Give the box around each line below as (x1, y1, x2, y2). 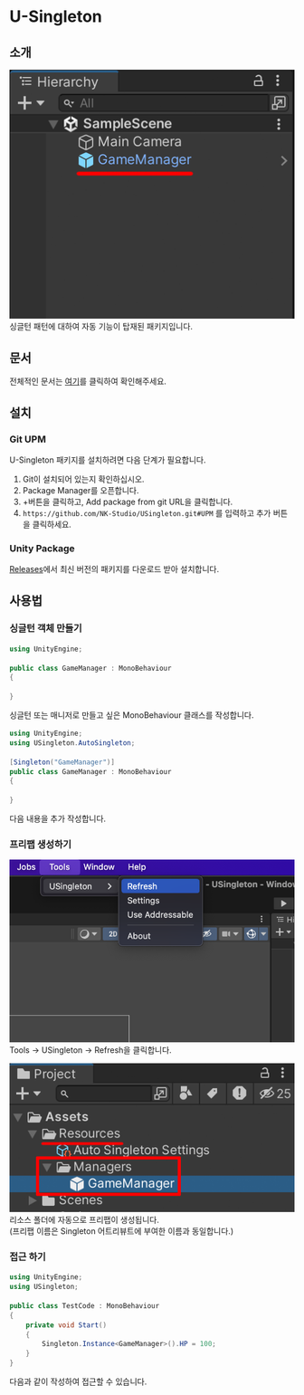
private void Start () (25, 1320, 107, 1330)
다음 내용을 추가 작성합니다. (9, 813, 107, 825)
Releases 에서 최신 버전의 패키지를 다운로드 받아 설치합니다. (9, 564, 220, 575)
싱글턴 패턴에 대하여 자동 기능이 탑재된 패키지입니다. (9, 321, 193, 332)
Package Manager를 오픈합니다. (22, 484, 139, 495)
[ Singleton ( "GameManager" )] (9, 758, 116, 767)
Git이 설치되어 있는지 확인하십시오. (22, 473, 145, 484)
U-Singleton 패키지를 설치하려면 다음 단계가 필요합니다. (9, 454, 206, 465)
